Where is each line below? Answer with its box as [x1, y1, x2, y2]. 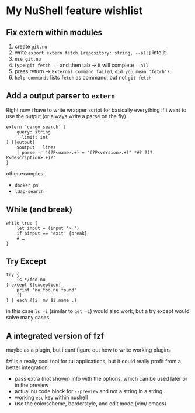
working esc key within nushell [14, 394, 88, 401]
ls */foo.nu [16, 277, 46, 283]
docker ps [14, 183, 39, 188]
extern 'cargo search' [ [6, 124, 67, 130]
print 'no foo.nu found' [16, 287, 77, 293]
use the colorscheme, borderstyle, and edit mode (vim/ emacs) [14, 400, 166, 407]
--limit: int [16, 134, 48, 140]
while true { [6, 220, 38, 226]
